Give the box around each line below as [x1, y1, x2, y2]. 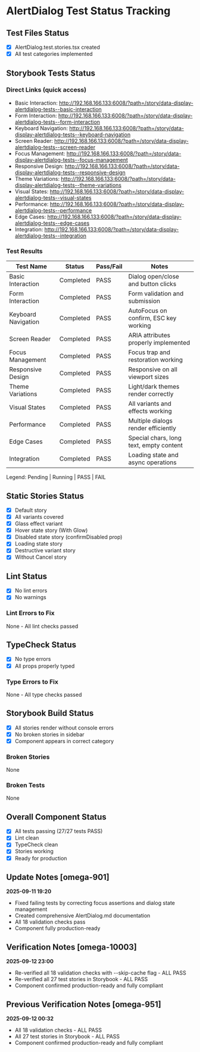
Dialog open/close [128, 273, 180, 281]
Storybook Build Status [6, 708, 94, 718]
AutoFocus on [128, 306, 168, 315]
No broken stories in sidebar [14, 731, 85, 738]
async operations [128, 458, 177, 466]
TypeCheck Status [6, 640, 76, 650]
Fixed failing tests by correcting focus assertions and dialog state [14, 900, 176, 907]
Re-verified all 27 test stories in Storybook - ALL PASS [14, 976, 148, 983]
